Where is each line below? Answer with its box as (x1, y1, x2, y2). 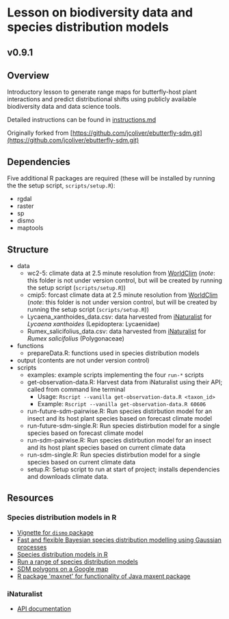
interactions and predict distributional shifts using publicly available (7, 95, 197, 103)
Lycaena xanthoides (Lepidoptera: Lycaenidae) (27, 320, 160, 328)
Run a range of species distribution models (16, 557, 139, 566)
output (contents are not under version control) (16, 356, 150, 365)
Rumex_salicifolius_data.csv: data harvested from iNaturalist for (27, 327, 206, 336)
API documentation (16, 605, 72, 613)
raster (16, 202, 34, 210)
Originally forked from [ (7, 129, 73, 137)
